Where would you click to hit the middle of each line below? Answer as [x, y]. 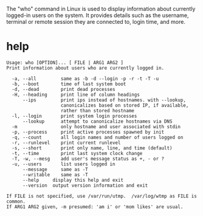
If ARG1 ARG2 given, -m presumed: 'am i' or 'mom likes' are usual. [95, 207]
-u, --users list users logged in [64, 164]
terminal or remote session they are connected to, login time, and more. [96, 22]
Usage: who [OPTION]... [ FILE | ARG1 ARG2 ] [65, 63]
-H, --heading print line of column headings [76, 95]
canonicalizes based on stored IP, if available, [125, 105]
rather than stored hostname [98, 110]
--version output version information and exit [85, 185]
